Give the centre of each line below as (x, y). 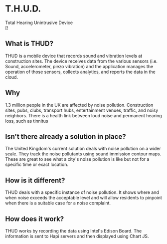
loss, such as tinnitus (27, 121)
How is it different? (35, 180)
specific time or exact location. (37, 165)
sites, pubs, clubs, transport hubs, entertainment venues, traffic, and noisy (82, 110)
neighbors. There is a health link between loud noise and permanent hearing (83, 115)
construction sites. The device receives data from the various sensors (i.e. (82, 61)
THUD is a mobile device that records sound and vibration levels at (74, 56)
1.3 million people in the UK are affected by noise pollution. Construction (79, 105)
